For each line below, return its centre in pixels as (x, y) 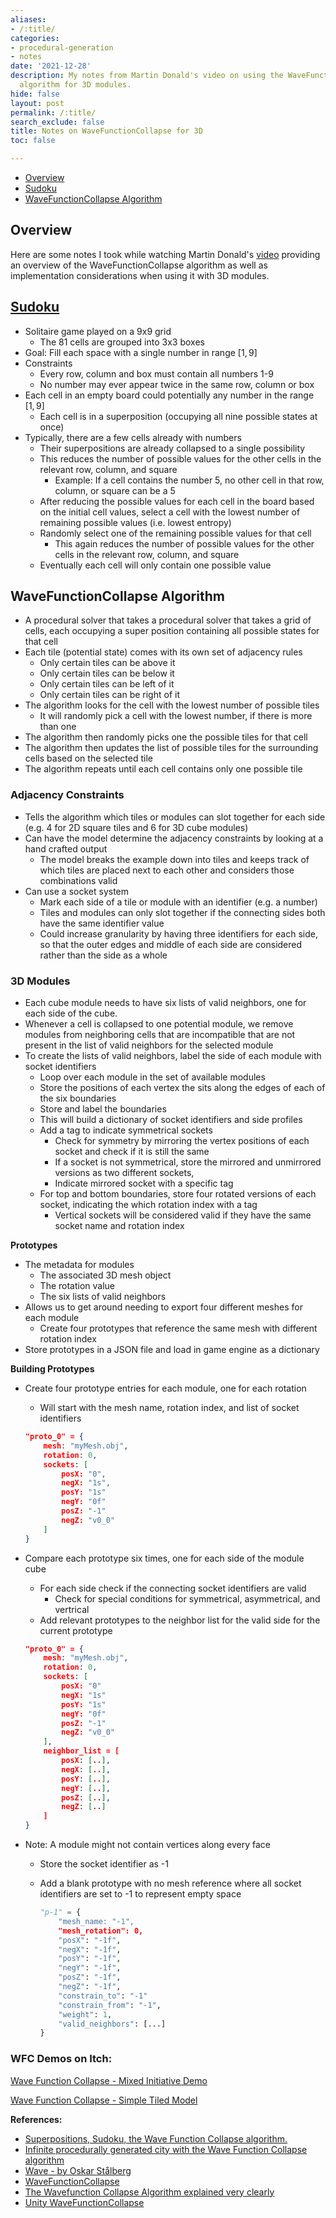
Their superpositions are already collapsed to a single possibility (172, 448)
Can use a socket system (77, 891)
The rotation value (77, 1286)
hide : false (35, 94)
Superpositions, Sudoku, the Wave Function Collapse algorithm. (156, 2138)
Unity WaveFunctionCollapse (84, 2202)
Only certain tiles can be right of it (109, 695)
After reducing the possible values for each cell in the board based (177, 501)
